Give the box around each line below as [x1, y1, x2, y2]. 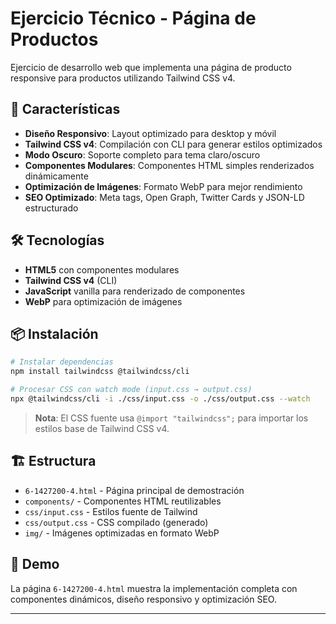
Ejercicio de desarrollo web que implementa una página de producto [10, 61, 292, 73]
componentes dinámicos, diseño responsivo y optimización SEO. [10, 593, 277, 605]
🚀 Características [10, 101, 121, 118]
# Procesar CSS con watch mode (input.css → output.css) [10, 385, 253, 395]
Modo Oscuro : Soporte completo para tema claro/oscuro [24, 148, 261, 161]
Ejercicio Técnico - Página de [10, 7, 257, 30]
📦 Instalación [10, 325, 99, 342]
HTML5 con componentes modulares [24, 263, 180, 276]
